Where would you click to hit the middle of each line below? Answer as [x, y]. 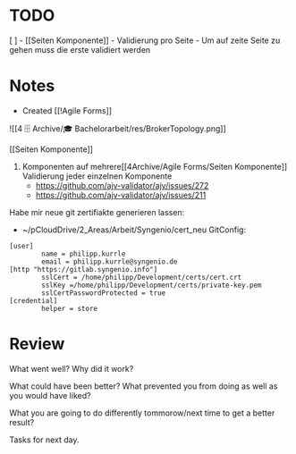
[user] [21, 246]
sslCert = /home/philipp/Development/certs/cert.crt [142, 277]
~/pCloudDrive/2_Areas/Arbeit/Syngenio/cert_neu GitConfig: [134, 230]
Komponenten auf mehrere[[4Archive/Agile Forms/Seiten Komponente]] [155, 166]
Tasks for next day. [44, 440]
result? [22, 422]
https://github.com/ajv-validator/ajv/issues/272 [122, 185]
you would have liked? [50, 395]
